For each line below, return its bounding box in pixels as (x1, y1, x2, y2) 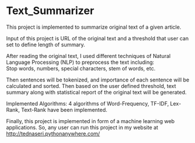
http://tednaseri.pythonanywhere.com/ (6, 130, 100, 137)
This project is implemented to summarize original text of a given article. (6, 23, 181, 30)
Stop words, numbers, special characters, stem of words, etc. (6, 64, 156, 71)
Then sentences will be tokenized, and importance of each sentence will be (6, 76, 190, 83)
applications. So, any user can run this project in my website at (6, 124, 158, 131)
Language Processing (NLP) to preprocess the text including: (6, 59, 154, 66)
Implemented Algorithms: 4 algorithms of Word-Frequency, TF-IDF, (6, 100, 169, 107)
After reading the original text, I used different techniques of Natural (6, 52, 171, 59)
